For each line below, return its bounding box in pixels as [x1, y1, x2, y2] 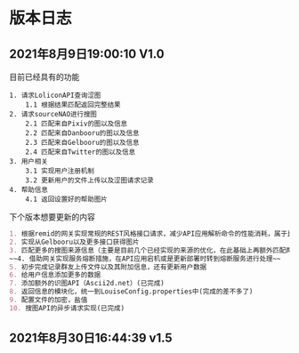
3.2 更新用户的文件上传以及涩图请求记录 [25, 176, 154, 185]
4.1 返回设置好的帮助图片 [25, 195, 109, 204]
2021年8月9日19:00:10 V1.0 [9, 46, 165, 61]
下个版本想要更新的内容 [9, 212, 95, 222]
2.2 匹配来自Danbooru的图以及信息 [25, 129, 140, 138]
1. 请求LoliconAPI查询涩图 [9, 91, 101, 100]
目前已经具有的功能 [9, 72, 80, 82]
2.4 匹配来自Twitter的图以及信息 [25, 148, 136, 156]
